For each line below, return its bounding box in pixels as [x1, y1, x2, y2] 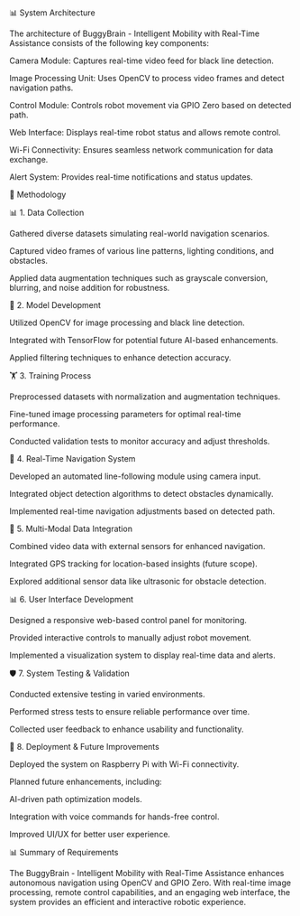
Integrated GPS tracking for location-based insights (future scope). [9, 558, 259, 569]
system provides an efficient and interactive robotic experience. [9, 897, 246, 907]
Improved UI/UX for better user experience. [9, 829, 171, 839]
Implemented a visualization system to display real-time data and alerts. [9, 650, 277, 660]
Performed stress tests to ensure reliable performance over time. [9, 706, 250, 716]
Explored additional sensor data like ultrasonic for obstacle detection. [9, 576, 267, 586]
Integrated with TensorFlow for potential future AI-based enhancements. [9, 335, 278, 345]
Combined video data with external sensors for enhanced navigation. [9, 541, 266, 551]
